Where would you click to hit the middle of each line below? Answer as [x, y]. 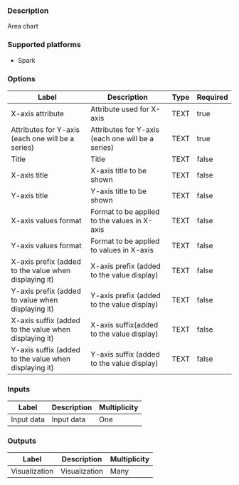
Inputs [19, 389]
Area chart [23, 26]
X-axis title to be [119, 170]
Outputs [22, 441]
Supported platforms [44, 45]
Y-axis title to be [119, 191]
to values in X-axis [122, 250]
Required [212, 97]
